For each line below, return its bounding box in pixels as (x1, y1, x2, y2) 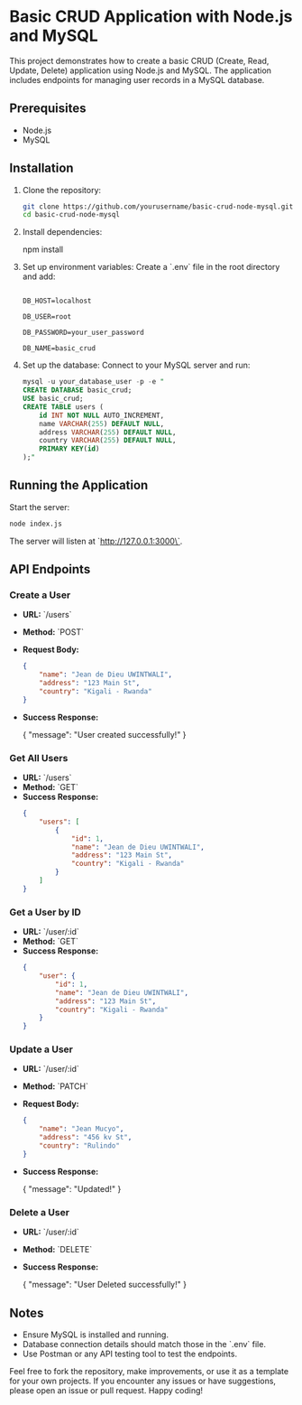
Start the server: (9, 501, 70, 512)
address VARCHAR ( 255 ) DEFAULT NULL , (39, 427, 177, 437)
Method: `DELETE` (22, 1244, 93, 1255)
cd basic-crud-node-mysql (22, 210, 120, 219)
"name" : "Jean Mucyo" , (39, 1124, 124, 1134)
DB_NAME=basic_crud (22, 344, 96, 353)
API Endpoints (9, 562, 91, 577)
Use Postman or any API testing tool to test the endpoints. (22, 1348, 237, 1359)
